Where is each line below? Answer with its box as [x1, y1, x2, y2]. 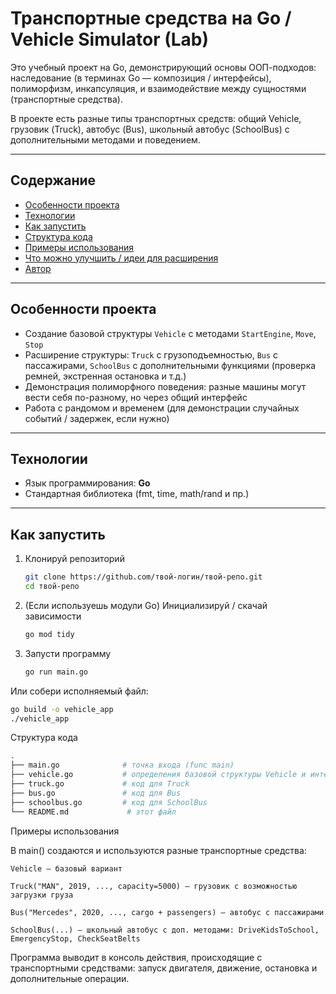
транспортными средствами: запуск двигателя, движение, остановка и [10, 962, 318, 974]
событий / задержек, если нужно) [24, 412, 170, 424]
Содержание [10, 172, 97, 189]
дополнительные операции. [10, 972, 130, 984]
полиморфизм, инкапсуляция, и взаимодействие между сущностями [10, 82, 307, 94]
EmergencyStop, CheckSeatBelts [10, 933, 141, 944]
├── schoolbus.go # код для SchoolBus [10, 797, 208, 807]
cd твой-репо [24, 582, 80, 592]
